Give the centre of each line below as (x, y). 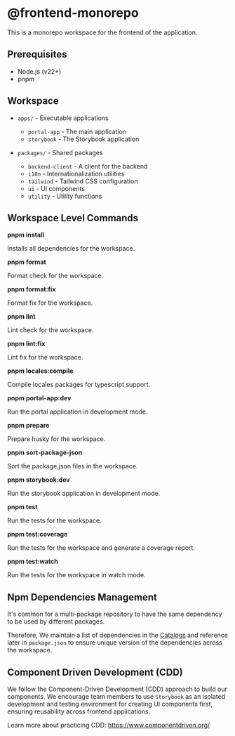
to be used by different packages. (56, 622)
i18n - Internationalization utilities (76, 173)
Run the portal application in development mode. (78, 412)
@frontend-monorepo (73, 13)
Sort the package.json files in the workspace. (73, 466)
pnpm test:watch (33, 561)
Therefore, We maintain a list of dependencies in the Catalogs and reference (117, 635)
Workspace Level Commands (73, 218)
